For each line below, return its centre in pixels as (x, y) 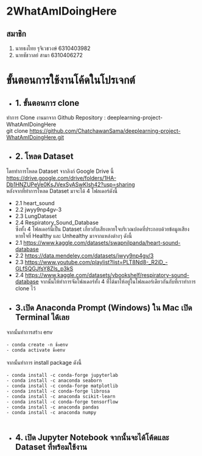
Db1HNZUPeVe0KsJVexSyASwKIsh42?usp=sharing (71, 184)
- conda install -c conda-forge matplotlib (62, 386)
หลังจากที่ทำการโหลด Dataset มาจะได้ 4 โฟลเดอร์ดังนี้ (62, 191)
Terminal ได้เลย (42, 317)
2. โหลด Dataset (44, 156)
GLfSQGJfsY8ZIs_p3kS (44, 268)
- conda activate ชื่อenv (36, 350)
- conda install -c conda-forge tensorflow (62, 402)
